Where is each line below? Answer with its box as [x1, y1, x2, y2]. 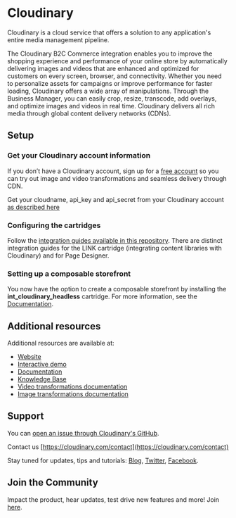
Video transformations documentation [17, 382, 128, 391]
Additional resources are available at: [7, 339, 114, 348]
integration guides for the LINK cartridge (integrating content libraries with [7, 244, 223, 252]
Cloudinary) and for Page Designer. [7, 251, 110, 260]
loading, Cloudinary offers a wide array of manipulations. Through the [7, 87, 209, 95]
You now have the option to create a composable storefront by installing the [7, 285, 227, 293]
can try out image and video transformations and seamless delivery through [7, 174, 227, 182]
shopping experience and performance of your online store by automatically [7, 56, 228, 65]
